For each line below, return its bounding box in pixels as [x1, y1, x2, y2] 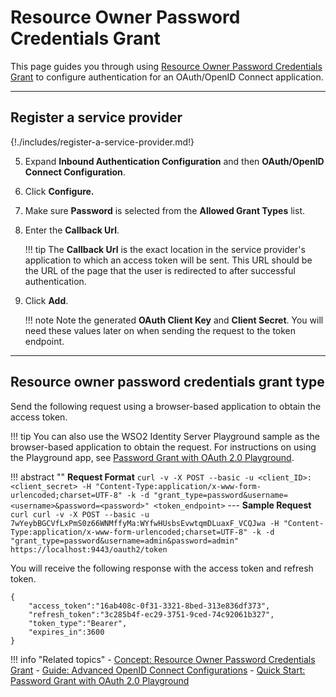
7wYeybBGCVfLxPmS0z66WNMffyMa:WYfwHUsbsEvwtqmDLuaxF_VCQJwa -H [10, 518, 280, 528]
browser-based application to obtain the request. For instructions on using [10, 441, 317, 453]
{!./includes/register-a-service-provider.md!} [10, 136, 195, 148]
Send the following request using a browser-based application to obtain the [10, 400, 322, 412]
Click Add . [24, 294, 69, 306]
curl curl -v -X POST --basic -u [10, 509, 150, 520]
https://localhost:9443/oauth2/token [10, 544, 168, 555]
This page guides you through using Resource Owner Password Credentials [10, 60, 323, 72]
